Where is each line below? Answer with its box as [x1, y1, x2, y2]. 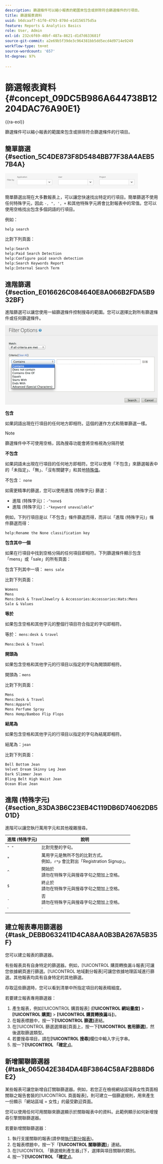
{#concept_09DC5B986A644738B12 [5, 93, 158, 104]
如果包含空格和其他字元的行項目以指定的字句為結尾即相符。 [5, 731, 124, 737]
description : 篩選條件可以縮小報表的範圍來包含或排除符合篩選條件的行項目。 [5, 8, 142, 13]
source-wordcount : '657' [5, 49, 55, 53]
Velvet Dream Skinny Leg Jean [5, 767, 66, 772]
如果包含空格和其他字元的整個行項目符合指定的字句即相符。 [5, 621, 124, 627]
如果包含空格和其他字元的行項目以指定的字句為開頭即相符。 [5, 661, 124, 667]
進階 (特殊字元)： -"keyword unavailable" [12, 504, 95, 510]
